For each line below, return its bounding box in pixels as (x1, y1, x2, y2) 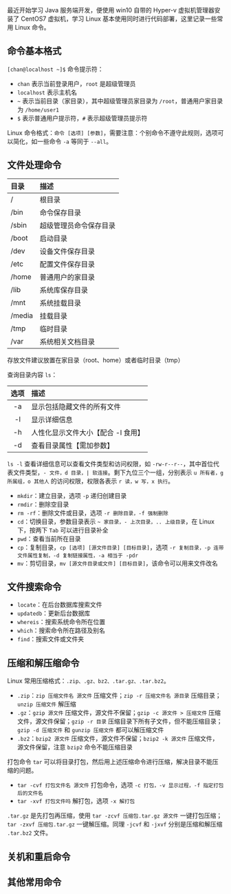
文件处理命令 (7, 159, 62, 171)
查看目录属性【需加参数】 (31, 440, 115, 450)
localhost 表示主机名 (16, 88, 78, 96)
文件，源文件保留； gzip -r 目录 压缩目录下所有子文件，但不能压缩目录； (16, 717, 223, 725)
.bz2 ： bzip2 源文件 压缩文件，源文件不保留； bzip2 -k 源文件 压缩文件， (16, 734, 219, 742)
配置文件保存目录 (39, 259, 95, 269)
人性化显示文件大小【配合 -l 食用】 (31, 428, 144, 437)
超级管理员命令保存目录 (39, 220, 115, 230)
